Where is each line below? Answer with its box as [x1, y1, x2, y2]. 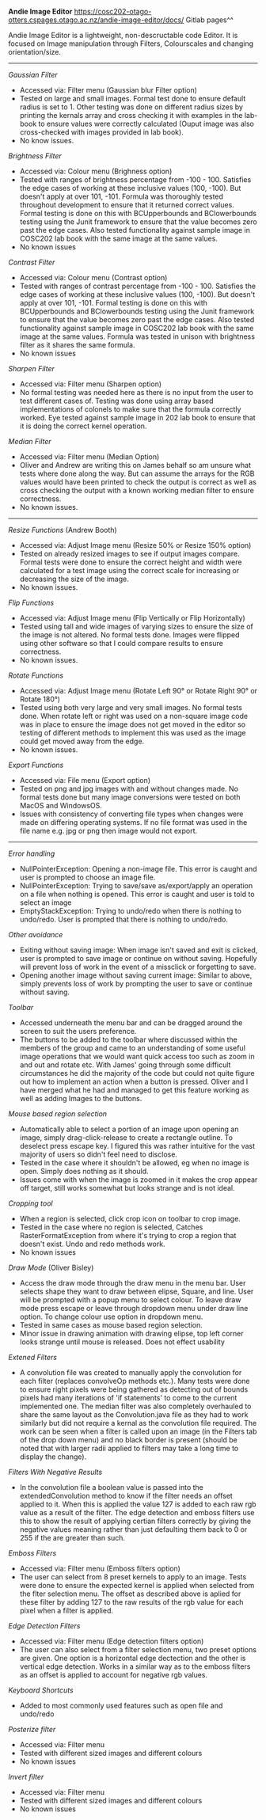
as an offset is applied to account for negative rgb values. [19, 1670, 208, 1679]
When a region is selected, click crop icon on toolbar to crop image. [19, 1214, 241, 1223]
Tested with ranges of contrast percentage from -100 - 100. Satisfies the [19, 281, 256, 291]
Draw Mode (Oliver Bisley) [8, 1263, 94, 1272]
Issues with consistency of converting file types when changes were [19, 809, 244, 819]
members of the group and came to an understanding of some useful [19, 1043, 245, 1052]
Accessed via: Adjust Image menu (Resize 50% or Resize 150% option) [19, 541, 252, 549]
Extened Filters [8, 1353, 58, 1362]
